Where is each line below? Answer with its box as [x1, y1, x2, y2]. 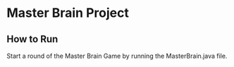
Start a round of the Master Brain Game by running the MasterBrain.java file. [6, 51, 228, 60]
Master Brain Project [6, 5, 130, 21]
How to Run [6, 33, 58, 45]
